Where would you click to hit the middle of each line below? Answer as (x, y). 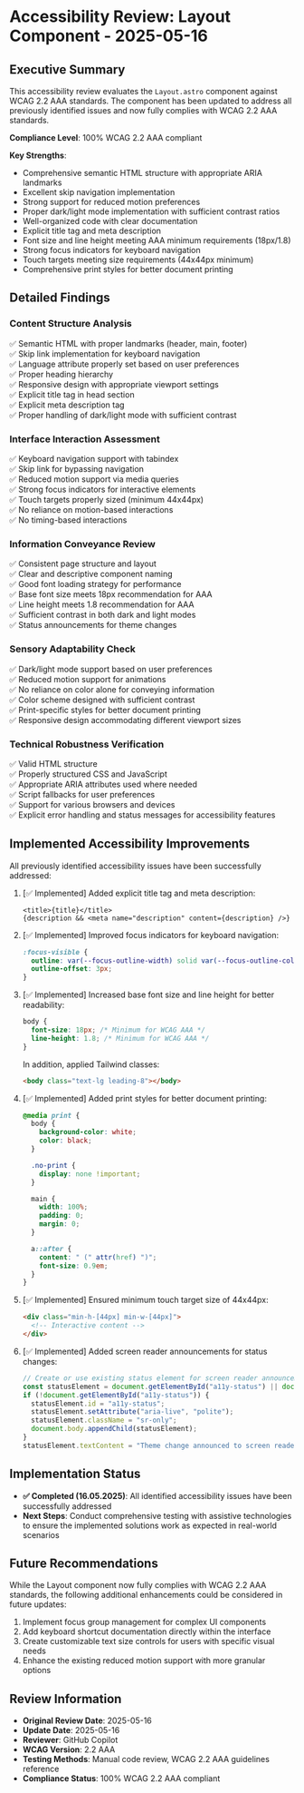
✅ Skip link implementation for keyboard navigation (105, 353)
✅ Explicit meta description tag (67, 405)
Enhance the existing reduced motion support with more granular (144, 1661)
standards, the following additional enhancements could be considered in (146, 1595)
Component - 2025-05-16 (109, 36)
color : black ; (66, 1141)
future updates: (38, 1604)
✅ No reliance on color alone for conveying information (112, 689)
